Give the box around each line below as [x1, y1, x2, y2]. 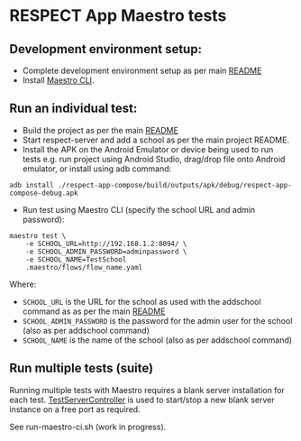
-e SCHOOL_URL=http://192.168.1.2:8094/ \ [25, 239, 187, 248]
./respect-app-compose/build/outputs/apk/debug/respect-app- [57, 180, 293, 189]
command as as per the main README [22, 306, 166, 317]
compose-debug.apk [9, 188, 78, 198]
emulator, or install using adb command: [22, 163, 172, 174]
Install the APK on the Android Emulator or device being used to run [22, 143, 274, 154]
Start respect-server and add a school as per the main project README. [22, 134, 290, 145]
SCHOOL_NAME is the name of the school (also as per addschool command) [22, 335, 293, 345]
